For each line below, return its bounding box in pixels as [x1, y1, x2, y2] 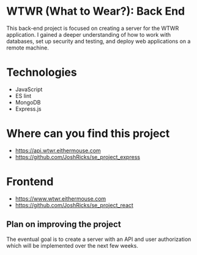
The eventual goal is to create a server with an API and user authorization [6, 235, 191, 243]
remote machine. [6, 44, 49, 51]
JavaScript [15, 86, 43, 93]
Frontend [6, 175, 54, 188]
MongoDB [15, 98, 41, 106]
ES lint [15, 92, 32, 99]
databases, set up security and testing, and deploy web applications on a [6, 37, 191, 45]
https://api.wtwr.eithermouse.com [15, 147, 101, 154]
